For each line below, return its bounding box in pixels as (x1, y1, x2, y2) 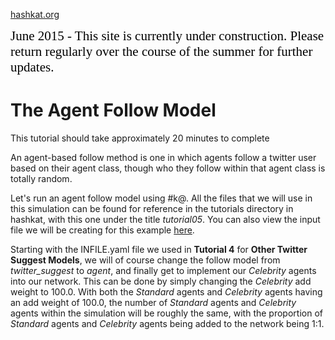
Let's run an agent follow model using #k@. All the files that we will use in (10, 192, 313, 204)
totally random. (10, 172, 73, 184)
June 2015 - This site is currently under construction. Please (10, 28, 325, 44)
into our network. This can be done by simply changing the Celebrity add (10, 275, 312, 287)
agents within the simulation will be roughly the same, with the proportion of (10, 307, 323, 319)
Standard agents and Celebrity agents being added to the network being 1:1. (10, 317, 325, 329)
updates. (10, 59, 55, 75)
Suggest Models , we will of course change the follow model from (10, 254, 281, 266)
